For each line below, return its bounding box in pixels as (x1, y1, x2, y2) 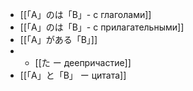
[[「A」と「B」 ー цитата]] (19, 69, 127, 81)
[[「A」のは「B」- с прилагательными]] (19, 21, 185, 33)
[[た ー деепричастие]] (34, 57, 132, 68)
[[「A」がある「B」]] (19, 34, 98, 45)
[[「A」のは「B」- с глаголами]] (19, 9, 152, 20)
